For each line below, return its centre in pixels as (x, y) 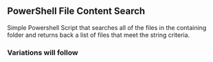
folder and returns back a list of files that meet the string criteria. (99, 35)
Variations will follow (43, 52)
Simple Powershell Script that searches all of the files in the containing (107, 27)
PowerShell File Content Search (76, 11)
